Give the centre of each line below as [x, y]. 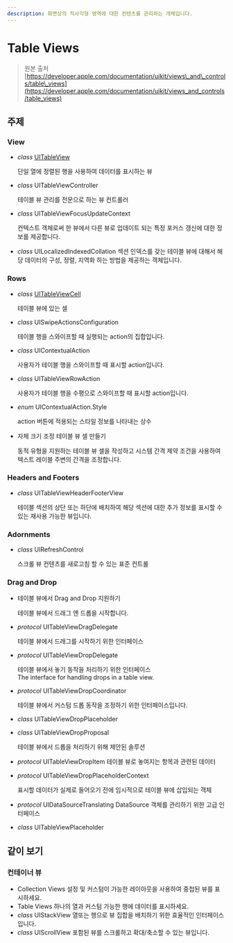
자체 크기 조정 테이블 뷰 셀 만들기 [61, 436]
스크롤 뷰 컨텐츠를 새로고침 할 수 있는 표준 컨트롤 [83, 564]
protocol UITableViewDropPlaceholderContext [83, 775]
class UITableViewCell [49, 293]
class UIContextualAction [53, 350]
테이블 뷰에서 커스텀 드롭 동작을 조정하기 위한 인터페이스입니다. [103, 705]
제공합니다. [45, 236]
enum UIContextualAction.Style [62, 407]
